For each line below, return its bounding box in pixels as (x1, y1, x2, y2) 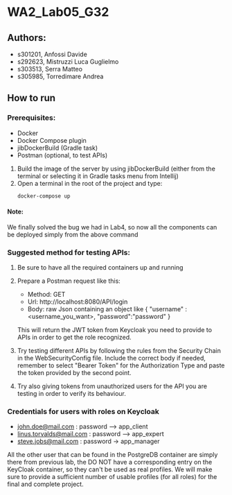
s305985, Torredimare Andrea (17, 72, 104, 80)
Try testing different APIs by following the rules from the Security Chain (17, 347, 222, 355)
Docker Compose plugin (17, 136, 87, 144)
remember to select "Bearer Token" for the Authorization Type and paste (17, 361, 225, 370)
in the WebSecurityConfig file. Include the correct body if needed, (17, 354, 206, 363)
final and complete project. (7, 480, 84, 489)
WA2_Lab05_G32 (7, 4, 109, 20)
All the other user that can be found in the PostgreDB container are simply (7, 451, 218, 459)
